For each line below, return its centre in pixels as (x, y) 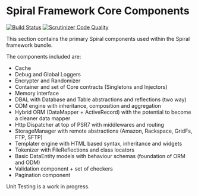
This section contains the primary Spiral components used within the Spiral (98, 38)
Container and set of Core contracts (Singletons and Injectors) (91, 86)
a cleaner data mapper (43, 118)
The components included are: (44, 56)
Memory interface (37, 93)
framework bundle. (29, 45)
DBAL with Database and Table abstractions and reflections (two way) (100, 99)
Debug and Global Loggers (48, 74)
